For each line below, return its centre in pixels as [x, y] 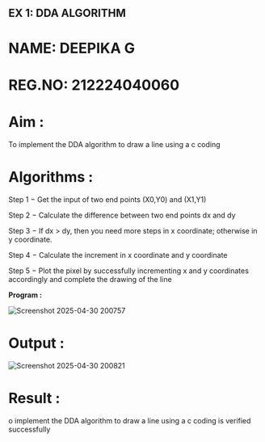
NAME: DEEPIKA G [72, 48]
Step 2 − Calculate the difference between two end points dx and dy [122, 215]
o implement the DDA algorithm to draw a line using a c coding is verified [130, 420]
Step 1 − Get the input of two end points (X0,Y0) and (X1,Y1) [107, 199]
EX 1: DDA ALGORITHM [67, 13]
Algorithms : [51, 177]
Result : [34, 398]
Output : [36, 343]
